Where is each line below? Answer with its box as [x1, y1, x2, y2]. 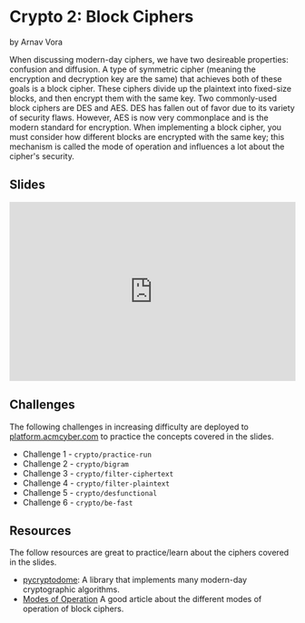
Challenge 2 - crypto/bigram [22, 457, 129, 469]
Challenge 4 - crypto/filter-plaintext [22, 477, 171, 488]
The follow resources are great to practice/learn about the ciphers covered [9, 548, 290, 558]
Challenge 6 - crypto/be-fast [22, 497, 133, 507]
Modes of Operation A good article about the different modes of [22, 594, 262, 605]
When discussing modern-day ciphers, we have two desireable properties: [9, 54, 289, 65]
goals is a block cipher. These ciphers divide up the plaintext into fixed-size [9, 83, 292, 94]
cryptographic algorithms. [22, 584, 121, 595]
